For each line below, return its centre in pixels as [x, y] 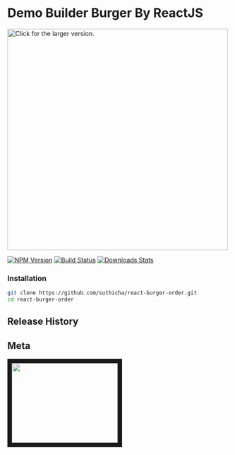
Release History [43, 322]
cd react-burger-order [41, 300]
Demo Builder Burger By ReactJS [105, 13]
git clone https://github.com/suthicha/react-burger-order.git [102, 293]
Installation [27, 278]
